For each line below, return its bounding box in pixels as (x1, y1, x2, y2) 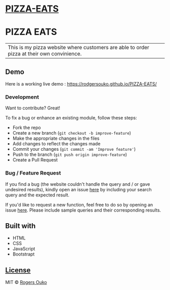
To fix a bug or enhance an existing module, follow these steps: (5, 115, 138, 121)
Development (5, 93, 39, 100)
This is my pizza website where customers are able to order (8, 44, 149, 51)
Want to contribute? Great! (5, 105, 61, 111)
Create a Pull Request (12, 157, 58, 163)
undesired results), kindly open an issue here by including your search (5, 186, 152, 192)
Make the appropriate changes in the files (12, 135, 100, 142)
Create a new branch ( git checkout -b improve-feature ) (12, 130, 132, 136)
